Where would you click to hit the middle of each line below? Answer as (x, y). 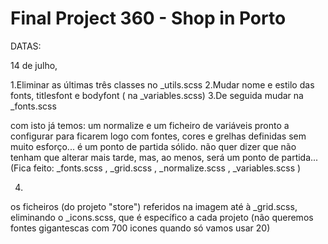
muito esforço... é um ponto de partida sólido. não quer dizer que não (153, 146)
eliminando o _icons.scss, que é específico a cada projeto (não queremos (162, 217)
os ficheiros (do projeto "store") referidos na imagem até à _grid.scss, (154, 206)
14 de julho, (34, 65)
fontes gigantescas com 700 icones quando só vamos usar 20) (140, 228)
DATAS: (26, 46)
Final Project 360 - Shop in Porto (148, 18)
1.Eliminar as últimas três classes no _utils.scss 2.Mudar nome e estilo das (162, 84)
